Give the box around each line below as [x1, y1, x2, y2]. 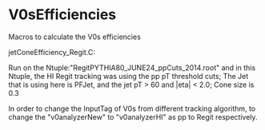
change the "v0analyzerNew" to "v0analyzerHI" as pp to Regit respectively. [8, 112, 258, 121]
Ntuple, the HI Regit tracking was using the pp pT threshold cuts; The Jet [8, 71, 249, 81]
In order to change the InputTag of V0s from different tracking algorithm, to [8, 104, 256, 113]
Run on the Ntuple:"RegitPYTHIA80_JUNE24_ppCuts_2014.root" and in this [8, 62, 256, 73]
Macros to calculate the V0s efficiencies [8, 32, 142, 41]
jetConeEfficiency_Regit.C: [8, 47, 96, 57]
